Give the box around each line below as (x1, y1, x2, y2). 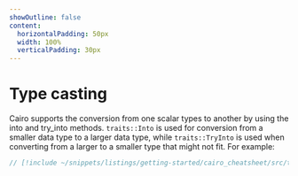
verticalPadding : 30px (17, 46, 101, 55)
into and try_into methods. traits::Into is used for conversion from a (9, 123, 263, 134)
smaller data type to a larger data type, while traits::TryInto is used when (9, 132, 286, 142)
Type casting (9, 84, 108, 104)
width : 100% (17, 37, 62, 47)
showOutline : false (9, 12, 82, 22)
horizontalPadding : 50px (17, 29, 109, 38)
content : (9, 21, 42, 30)
